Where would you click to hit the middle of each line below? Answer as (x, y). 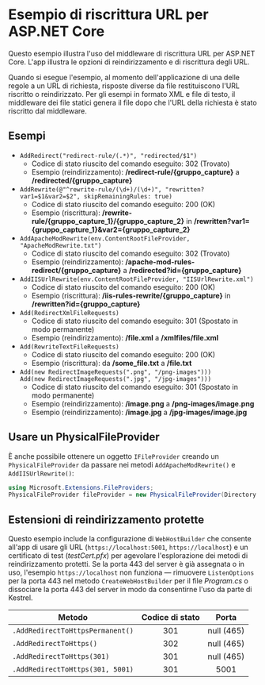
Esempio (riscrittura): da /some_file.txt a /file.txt (112, 363)
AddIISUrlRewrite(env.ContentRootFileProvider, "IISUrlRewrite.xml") (137, 279)
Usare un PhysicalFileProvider (84, 437)
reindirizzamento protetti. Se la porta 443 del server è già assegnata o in (127, 564)
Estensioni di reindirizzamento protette (106, 520)
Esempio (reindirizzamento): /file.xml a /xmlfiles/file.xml (125, 337)
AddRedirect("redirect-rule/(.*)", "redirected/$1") (108, 156)
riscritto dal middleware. (47, 111)
